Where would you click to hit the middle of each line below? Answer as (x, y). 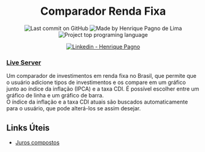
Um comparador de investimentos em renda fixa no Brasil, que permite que (101, 76)
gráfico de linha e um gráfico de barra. (55, 96)
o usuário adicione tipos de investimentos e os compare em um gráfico (96, 82)
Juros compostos (37, 143)
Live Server (24, 63)
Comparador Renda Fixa (103, 11)
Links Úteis (28, 128)
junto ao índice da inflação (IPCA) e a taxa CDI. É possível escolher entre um (103, 89)
